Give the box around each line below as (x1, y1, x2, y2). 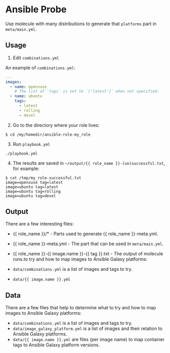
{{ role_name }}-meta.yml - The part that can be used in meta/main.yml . (12, 240, 164, 247)
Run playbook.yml (12, 141, 50, 147)
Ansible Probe (5, 4, 67, 15)
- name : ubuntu (10, 94, 43, 99)
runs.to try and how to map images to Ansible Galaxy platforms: (12, 256, 148, 263)
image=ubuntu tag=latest (5, 184, 59, 190)
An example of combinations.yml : (5, 64, 75, 70)
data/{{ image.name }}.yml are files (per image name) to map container (12, 337, 165, 343)
